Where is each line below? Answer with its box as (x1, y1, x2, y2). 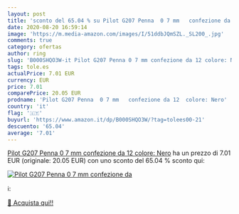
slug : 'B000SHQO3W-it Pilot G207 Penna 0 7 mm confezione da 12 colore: (7, 57, 228, 64)
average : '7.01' (7, 129, 55, 137)
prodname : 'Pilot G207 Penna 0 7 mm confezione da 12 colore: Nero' (7, 97, 228, 104)
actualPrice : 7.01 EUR (7, 70, 75, 77)
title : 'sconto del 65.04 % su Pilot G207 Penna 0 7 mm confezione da (7, 17, 231, 24)
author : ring (7, 50, 46, 58)
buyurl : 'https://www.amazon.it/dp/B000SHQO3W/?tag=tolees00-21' (7, 116, 205, 123)
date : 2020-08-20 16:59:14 (7, 23, 87, 31)
